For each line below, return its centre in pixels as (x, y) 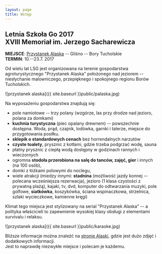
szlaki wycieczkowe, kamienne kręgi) (50, 197)
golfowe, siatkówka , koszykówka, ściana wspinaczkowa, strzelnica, (81, 192)
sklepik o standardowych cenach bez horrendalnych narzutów (76, 139)
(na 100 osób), (27, 165)
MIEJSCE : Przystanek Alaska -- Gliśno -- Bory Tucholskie (63, 54)
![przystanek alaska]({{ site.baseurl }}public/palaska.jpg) (62, 94)
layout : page (18, 10)
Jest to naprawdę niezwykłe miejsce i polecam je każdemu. (65, 247)
